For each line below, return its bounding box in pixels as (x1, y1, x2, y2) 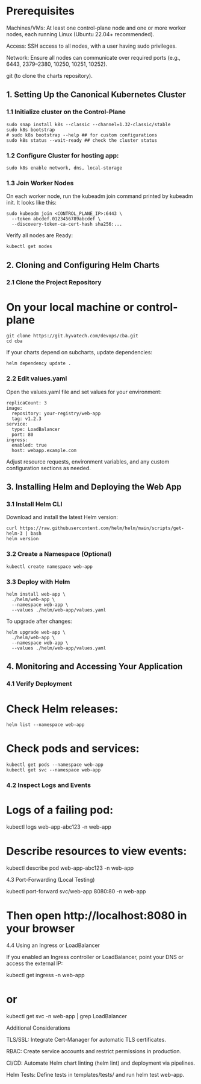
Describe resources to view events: (6, 844, 187, 858)
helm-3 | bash (6, 531, 42, 537)
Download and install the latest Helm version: (6, 514, 119, 521)
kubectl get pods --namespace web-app (6, 762, 104, 768)
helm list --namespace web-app (6, 722, 85, 728)
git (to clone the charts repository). (6, 72, 93, 79)
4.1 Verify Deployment (6, 680, 72, 688)
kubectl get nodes (6, 243, 52, 250)
